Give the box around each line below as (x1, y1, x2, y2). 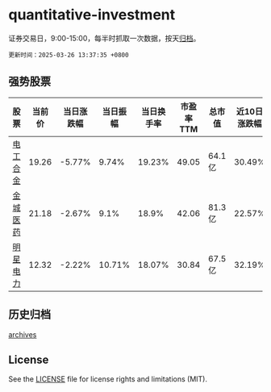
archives (8, 329, 37, 340)
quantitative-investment (8, 6, 176, 24)
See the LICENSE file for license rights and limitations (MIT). (8, 374, 208, 384)
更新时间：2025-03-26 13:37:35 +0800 (8, 51, 129, 59)
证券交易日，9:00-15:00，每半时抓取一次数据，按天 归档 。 (8, 33, 201, 43)
